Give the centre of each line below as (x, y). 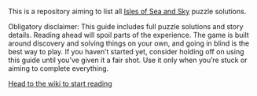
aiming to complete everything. (59, 68)
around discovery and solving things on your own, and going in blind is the (129, 43)
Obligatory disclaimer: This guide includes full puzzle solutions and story (126, 26)
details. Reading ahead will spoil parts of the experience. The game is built (128, 35)
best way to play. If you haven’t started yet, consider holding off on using (127, 52)
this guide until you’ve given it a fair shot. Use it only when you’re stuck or (128, 60)
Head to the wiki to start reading (60, 83)
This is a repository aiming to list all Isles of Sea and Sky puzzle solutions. (127, 11)
